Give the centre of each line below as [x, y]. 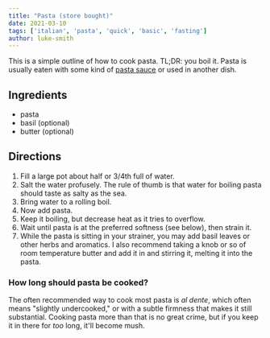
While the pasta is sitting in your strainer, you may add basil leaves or [135, 236]
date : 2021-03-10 [37, 23]
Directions [35, 157]
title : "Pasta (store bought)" [61, 16]
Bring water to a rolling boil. [66, 201]
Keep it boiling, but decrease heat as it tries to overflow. [112, 219]
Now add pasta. [46, 210]
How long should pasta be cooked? [79, 282]
